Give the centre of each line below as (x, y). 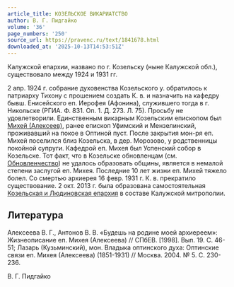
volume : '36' (27, 27)
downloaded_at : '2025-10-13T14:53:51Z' (66, 47)
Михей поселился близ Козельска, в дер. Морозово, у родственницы (112, 141)
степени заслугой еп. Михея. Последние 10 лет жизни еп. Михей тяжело (117, 171)
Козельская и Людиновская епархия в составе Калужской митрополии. (117, 193)
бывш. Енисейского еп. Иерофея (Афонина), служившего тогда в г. (109, 103)
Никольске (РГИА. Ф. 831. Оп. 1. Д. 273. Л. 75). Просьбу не (95, 111)
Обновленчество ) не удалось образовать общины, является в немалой (115, 163)
